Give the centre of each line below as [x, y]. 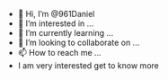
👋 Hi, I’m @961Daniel [56, 14]
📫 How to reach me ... [59, 53]
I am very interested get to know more [88, 66]
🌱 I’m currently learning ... [66, 33]
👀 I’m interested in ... [56, 23]
